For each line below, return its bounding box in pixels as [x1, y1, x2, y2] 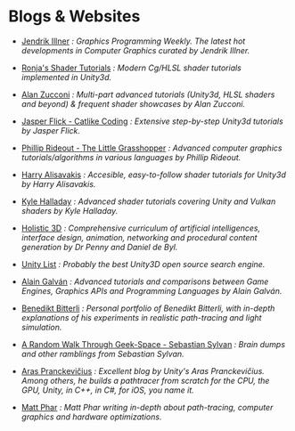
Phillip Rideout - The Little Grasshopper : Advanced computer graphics [20, 142, 283, 153]
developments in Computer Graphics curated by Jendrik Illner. [20, 45, 250, 55]
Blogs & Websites [8, 6, 141, 27]
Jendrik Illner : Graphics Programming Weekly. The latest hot [20, 36, 246, 46]
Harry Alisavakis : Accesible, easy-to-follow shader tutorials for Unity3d [20, 169, 286, 180]
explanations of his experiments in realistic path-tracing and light [20, 312, 262, 322]
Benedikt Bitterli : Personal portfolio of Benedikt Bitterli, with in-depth [20, 303, 275, 313]
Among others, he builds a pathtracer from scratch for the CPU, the [20, 375, 270, 386]
